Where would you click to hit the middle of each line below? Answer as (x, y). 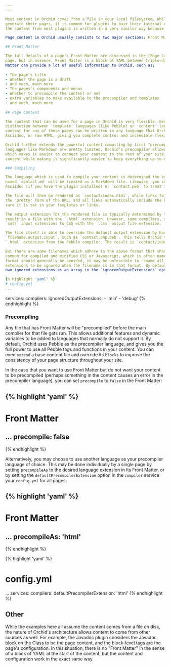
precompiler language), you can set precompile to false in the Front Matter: (84, 381)
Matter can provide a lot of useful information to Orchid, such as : (80, 65)
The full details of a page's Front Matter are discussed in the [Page (82, 56)
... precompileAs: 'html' (43, 537)
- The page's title (26, 75)
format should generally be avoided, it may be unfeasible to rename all (85, 261)
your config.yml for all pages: (36, 480)
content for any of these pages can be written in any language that (80, 131)
